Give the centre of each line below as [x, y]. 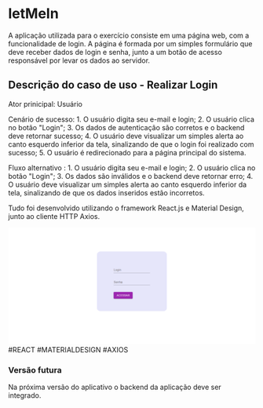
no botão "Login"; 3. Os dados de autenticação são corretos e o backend [126, 127]
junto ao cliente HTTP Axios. [54, 216]
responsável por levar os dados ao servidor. [79, 60]
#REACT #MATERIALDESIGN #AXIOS [68, 349]
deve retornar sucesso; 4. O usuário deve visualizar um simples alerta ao [126, 136]
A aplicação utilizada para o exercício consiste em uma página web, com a [129, 35]
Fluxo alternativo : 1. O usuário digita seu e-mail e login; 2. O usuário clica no [132, 168]
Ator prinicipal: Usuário [45, 104]
